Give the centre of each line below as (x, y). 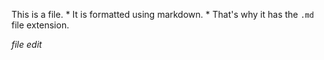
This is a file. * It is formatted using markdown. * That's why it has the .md (162, 14)
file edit (27, 44)
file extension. (40, 25)
